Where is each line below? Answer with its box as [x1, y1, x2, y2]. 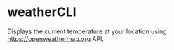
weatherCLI [7, 4, 76, 20]
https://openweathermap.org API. [7, 34, 104, 42]
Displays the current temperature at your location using [7, 27, 167, 35]
